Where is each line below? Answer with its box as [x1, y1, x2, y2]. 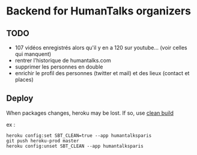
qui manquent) [14, 50, 52, 58]
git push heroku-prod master [6, 138, 79, 144]
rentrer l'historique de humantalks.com [14, 57, 111, 64]
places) [14, 76, 34, 83]
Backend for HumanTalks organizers [6, 4, 191, 18]
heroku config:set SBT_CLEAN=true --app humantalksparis [6, 132, 152, 139]
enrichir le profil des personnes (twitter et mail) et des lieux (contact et [14, 70, 190, 76]
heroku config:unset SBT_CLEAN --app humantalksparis [6, 143, 144, 149]
